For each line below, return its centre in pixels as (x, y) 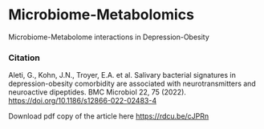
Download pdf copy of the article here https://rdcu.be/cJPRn (109, 116)
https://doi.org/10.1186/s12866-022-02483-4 (83, 101)
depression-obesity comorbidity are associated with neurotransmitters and (132, 84)
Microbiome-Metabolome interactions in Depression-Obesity (109, 37)
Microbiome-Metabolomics (102, 15)
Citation (24, 58)
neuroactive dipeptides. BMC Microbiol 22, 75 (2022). (97, 92)
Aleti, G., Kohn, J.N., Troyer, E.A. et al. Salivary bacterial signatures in (122, 75)
